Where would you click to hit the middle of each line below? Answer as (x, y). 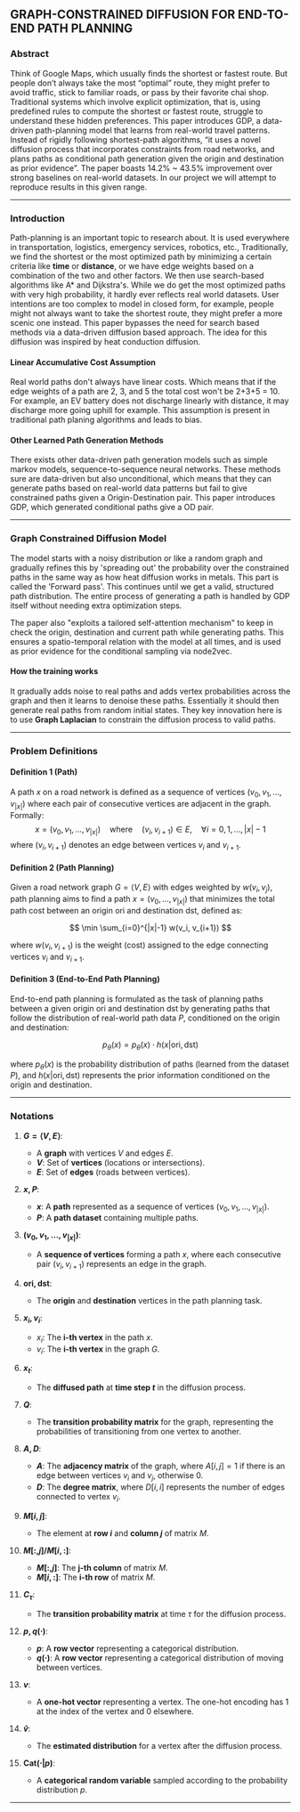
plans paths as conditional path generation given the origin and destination (147, 158)
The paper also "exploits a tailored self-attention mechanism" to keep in (142, 622)
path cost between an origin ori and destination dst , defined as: (126, 910)
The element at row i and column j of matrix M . (122, 1533)
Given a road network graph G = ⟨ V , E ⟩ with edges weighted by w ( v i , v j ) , (142, 888)
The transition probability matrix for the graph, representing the (155, 1422)
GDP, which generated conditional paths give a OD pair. (112, 508)
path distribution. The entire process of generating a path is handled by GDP (150, 596)
